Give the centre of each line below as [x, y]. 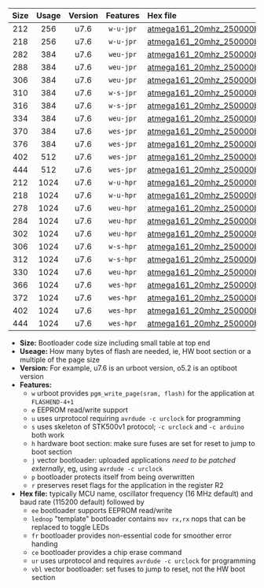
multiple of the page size [60, 359]
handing [44, 544]
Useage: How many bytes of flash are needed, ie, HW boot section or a [135, 351]
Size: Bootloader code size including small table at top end [115, 343]
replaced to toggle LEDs [70, 527]
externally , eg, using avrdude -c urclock [97, 469]
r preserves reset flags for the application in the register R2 [127, 485]
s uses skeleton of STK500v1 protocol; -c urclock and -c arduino [138, 426]
